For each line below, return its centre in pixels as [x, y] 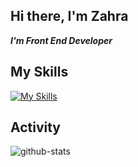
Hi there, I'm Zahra [69, 16]
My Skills [39, 72]
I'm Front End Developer [61, 40]
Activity [36, 127]
